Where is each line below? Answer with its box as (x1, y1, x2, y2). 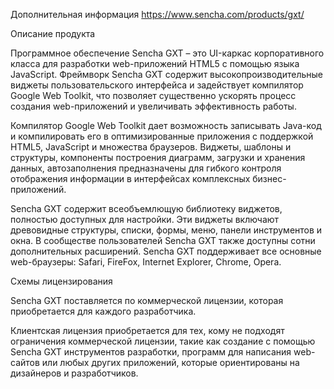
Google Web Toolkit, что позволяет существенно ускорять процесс (10, 90, 297, 101)
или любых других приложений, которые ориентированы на (41, 357, 300, 368)
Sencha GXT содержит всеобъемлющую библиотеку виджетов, (10, 203, 283, 214)
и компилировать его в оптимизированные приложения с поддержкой (10, 130, 314, 142)
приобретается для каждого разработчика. (10, 305, 197, 317)
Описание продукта (10, 28, 96, 39)
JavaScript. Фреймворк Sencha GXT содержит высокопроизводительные (10, 69, 323, 80)
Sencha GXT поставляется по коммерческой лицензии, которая (10, 295, 284, 306)
